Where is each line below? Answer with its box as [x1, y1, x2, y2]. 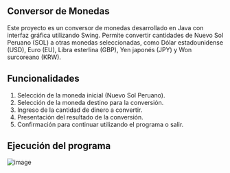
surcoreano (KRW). [7, 53, 62, 61]
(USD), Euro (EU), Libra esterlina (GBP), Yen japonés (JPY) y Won [7, 45, 192, 54]
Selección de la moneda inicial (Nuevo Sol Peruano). [16, 91, 165, 99]
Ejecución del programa [7, 140, 111, 152]
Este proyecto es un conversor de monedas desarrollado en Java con [7, 23, 204, 32]
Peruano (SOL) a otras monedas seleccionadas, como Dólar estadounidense [7, 38, 224, 47]
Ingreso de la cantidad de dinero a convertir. [16, 106, 143, 114]
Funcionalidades [7, 73, 80, 84]
